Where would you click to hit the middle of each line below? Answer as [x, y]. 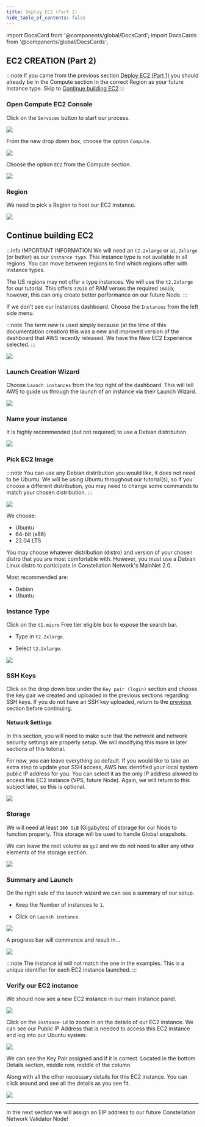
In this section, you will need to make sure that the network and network [97, 736]
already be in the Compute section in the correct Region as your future [95, 82]
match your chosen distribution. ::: [49, 492]
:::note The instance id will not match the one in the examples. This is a [95, 963]
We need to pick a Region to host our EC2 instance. [71, 205]
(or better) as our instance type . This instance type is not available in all [97, 257]
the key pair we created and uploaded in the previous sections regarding [98, 695]
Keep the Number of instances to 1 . [60, 905]
